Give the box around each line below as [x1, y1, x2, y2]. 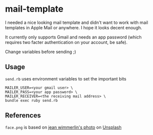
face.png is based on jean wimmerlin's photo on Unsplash [5, 124, 122, 130]
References [5, 111, 41, 120]
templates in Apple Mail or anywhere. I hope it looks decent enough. [5, 24, 143, 30]
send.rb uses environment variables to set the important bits [5, 76, 127, 81]
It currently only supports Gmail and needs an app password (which [5, 34, 142, 40]
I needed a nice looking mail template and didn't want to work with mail [5, 19, 148, 25]
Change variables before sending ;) [5, 49, 77, 55]
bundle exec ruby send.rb [5, 98, 58, 103]
